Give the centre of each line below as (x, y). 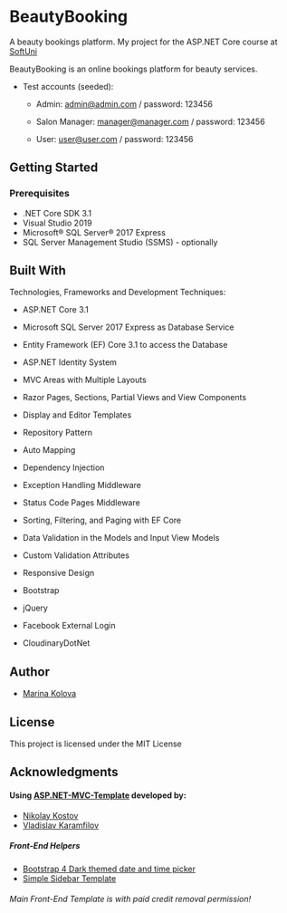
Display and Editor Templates (77, 415)
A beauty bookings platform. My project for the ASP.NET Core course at (143, 42)
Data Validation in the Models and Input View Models (121, 538)
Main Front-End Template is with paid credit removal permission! (130, 899)
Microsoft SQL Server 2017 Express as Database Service (128, 327)
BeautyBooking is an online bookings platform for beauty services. (134, 69)
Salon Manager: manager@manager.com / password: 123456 (150, 121)
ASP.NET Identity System (70, 362)
